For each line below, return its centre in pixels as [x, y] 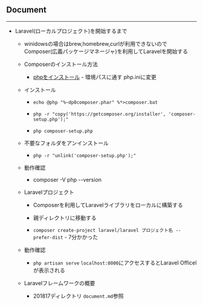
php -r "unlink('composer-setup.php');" [85, 156]
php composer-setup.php [63, 131]
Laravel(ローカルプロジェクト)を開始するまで [71, 31]
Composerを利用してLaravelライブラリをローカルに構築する [108, 205]
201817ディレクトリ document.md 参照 [78, 296]
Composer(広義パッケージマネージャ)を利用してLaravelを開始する [106, 51]
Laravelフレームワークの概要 [60, 283]
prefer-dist [48, 237]
